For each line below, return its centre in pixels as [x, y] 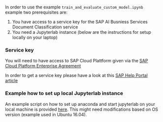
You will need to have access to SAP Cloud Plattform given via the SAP [77, 61]
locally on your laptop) [35, 37]
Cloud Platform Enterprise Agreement [43, 66]
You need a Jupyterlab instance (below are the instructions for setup [81, 32]
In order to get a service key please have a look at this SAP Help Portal [77, 75]
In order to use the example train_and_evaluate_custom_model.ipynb [74, 7]
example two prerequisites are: [36, 12]
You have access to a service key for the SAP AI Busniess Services [80, 22]
